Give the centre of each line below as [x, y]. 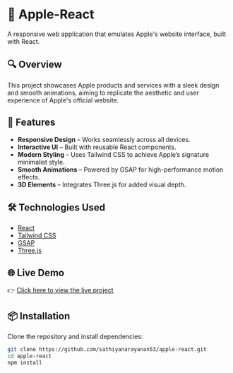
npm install [25, 362]
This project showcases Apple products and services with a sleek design [113, 85]
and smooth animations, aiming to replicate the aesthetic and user [103, 93]
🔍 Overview [35, 65]
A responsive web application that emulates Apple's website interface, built [117, 34]
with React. [24, 41]
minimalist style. [41, 162]
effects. [29, 177]
